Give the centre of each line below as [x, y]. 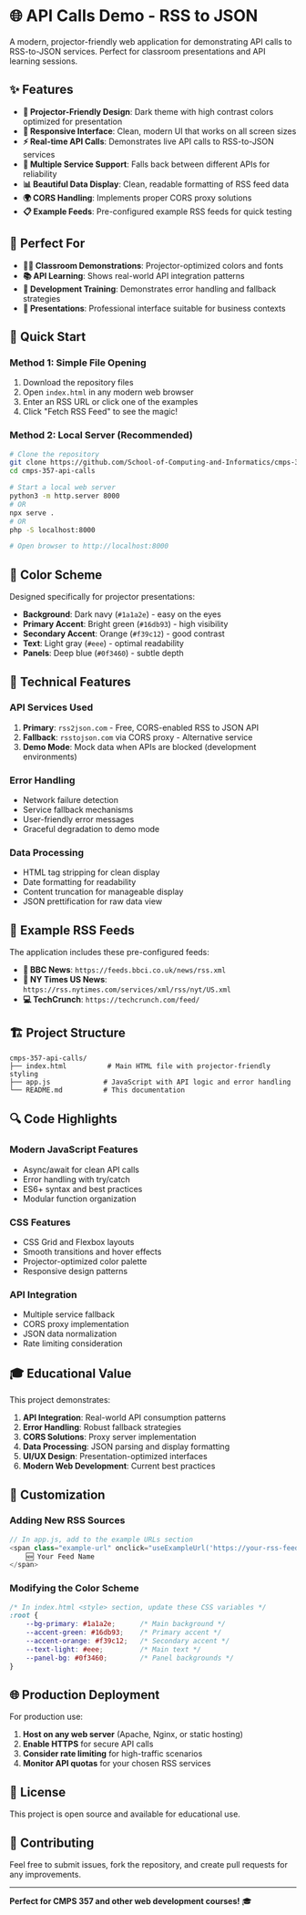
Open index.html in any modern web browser [108, 392]
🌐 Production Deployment [85, 1695]
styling [24, 1075]
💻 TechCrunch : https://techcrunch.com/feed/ [111, 1000]
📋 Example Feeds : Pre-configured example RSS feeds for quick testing [157, 211]
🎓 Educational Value [71, 1373]
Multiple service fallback [69, 1314]
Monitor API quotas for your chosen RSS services [117, 1764]
